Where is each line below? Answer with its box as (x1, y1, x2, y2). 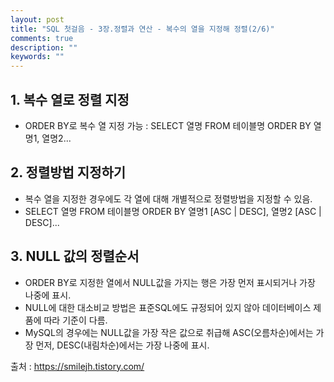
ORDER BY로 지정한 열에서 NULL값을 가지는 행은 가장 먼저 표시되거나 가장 (24, 276, 316, 288)
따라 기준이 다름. (43, 314, 108, 326)
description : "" (10, 42, 78, 53)
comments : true (10, 33, 74, 43)
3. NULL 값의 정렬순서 (10, 248, 140, 265)
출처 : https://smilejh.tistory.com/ (10, 360, 145, 372)
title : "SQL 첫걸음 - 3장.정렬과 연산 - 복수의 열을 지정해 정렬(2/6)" (10, 24, 275, 34)
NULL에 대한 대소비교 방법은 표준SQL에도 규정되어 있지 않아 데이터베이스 (24, 301, 312, 313)
